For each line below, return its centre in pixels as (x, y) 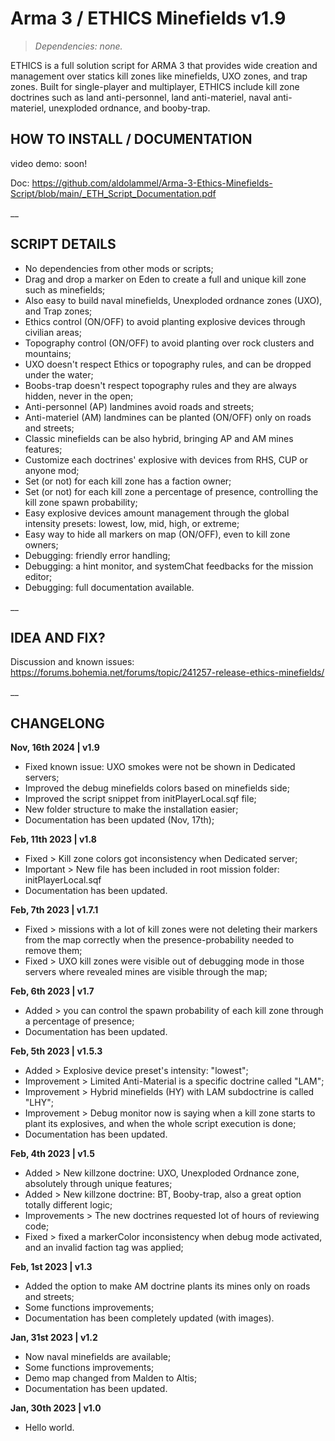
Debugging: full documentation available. (109, 587)
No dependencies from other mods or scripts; (119, 268)
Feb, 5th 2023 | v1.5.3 (56, 1051)
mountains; (48, 353)
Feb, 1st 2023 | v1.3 (51, 1267)
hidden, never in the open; (79, 396)
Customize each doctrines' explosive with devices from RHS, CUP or (166, 459)
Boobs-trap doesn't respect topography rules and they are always (160, 385)
